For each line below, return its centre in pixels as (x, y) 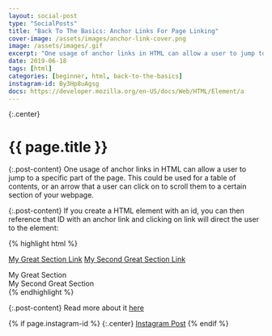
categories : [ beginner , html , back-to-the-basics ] (96, 76)
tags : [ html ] (30, 69)
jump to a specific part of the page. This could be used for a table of (122, 178)
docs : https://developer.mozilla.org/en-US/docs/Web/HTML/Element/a (126, 91)
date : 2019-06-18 (38, 62)
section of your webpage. (51, 195)
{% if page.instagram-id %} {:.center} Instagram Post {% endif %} (119, 324)
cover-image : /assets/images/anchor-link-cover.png (97, 38)
